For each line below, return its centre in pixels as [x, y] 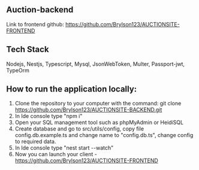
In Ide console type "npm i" [49, 116]
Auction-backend [40, 10]
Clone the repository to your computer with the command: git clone [98, 104]
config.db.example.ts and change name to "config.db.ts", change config [104, 135]
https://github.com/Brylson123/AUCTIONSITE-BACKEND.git [88, 110]
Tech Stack [28, 49]
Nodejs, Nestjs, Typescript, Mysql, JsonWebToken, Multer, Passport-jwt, [95, 64]
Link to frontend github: [35, 24]
